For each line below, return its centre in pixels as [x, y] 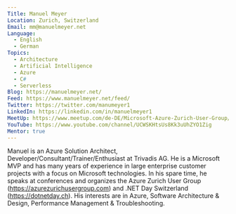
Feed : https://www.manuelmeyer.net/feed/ [69, 99]
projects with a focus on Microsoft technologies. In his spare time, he [107, 173]
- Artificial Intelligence [53, 66]
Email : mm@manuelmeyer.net [47, 27]
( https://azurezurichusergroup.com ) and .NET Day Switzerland [98, 188]
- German [26, 46]
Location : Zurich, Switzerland [53, 20]
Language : [22, 33]
